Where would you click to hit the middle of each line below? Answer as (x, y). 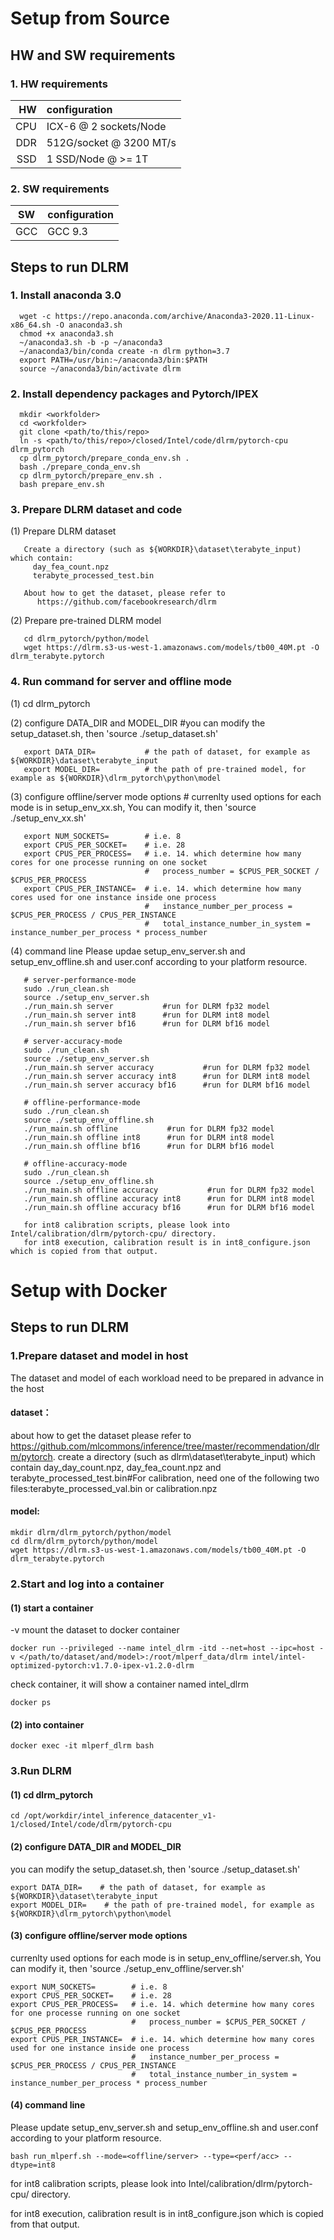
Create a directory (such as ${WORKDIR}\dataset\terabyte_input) (162, 550)
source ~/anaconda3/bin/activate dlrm (100, 368)
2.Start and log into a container (87, 1584)
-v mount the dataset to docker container (95, 1630)
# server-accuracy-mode (73, 1041)
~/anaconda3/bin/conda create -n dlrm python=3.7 (124, 351)
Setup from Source (90, 18)
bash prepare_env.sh (62, 485)
